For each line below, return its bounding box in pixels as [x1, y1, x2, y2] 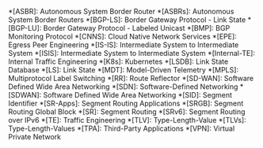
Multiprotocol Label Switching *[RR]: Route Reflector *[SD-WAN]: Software [8, 74, 254, 83]
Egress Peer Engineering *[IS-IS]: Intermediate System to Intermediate [8, 40, 239, 50]
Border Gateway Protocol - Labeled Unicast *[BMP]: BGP [43, 24, 231, 32]
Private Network [8, 132, 62, 141]
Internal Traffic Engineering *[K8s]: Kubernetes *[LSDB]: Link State [8, 57, 229, 66]
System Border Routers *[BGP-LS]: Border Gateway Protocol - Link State [8, 15, 246, 24]
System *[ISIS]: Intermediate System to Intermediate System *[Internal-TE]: [8, 49, 256, 57]
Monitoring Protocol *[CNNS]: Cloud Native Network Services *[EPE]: [8, 31, 238, 41]
